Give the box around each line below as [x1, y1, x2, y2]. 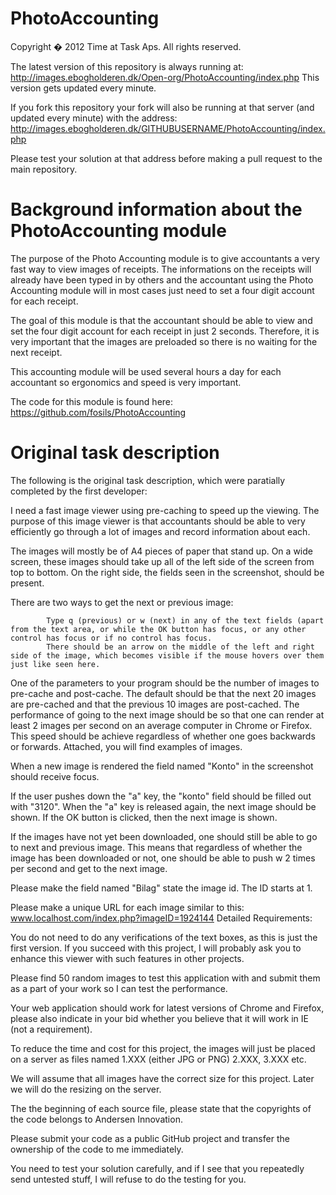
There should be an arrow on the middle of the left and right [46, 642, 315, 652]
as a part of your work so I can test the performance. [10, 982, 228, 994]
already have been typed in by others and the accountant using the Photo [10, 273, 314, 286]
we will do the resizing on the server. [10, 1083, 162, 1095]
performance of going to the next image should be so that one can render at [10, 708, 325, 721]
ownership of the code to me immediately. [10, 1143, 184, 1155]
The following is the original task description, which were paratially [10, 474, 286, 486]
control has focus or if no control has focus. [10, 633, 213, 643]
